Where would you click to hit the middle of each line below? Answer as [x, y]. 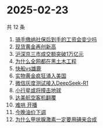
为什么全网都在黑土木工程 [46, 61]
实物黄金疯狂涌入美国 [40, 76]
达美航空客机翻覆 [35, 97]
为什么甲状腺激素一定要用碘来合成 [56, 119]
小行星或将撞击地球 [38, 90]
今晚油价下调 [30, 112]
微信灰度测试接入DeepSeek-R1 [52, 83]
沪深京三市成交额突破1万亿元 [49, 54]
